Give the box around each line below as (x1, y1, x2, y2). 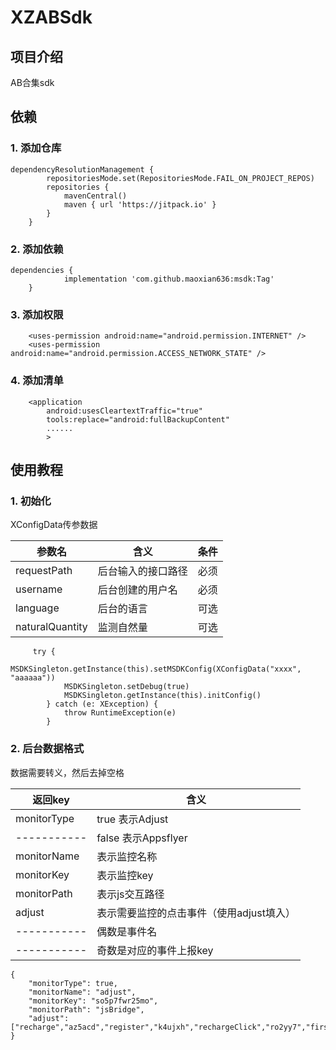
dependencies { (10, 265, 74, 275)
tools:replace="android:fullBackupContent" (46, 414, 230, 425)
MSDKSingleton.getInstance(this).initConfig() (63, 691, 262, 701)
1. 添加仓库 (10, 141, 62, 155)
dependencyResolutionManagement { (10, 164, 155, 175)
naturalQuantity (15, 620, 88, 634)
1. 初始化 (10, 494, 52, 508)
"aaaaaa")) (10, 673, 56, 683)
